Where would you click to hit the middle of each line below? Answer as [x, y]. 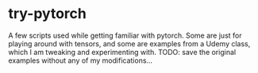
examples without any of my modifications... [81, 60]
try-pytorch [48, 14]
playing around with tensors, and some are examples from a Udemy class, [129, 43]
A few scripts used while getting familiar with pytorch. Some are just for [125, 35]
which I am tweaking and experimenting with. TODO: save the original [122, 52]
